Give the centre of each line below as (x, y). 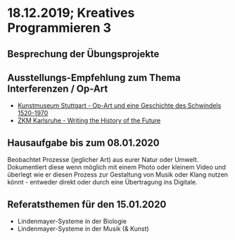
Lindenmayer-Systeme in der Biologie (72, 221)
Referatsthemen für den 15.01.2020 (87, 204)
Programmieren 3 (59, 28)
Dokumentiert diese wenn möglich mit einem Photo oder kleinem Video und (117, 168)
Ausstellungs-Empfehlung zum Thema (94, 78)
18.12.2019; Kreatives (71, 13)
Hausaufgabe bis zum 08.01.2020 (83, 143)
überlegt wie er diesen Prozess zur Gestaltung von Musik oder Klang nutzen (118, 175)
